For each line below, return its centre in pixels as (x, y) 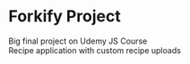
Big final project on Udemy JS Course (78, 41)
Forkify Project (65, 16)
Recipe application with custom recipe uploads (95, 50)
